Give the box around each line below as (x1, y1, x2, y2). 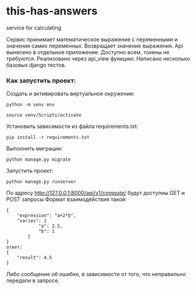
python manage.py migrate (6, 156, 71, 163)
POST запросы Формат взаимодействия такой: (6, 196, 127, 203)
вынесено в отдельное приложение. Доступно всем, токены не (6, 48, 170, 55)
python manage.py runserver (6, 179, 77, 185)
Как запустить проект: (6, 76, 76, 85)
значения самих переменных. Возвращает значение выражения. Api (6, 42, 183, 49)
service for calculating (6, 24, 62, 31)
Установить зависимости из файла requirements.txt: (6, 123, 138, 130)
